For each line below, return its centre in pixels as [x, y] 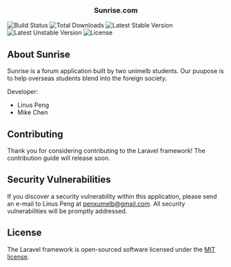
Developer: [23, 92]
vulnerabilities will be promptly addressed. [67, 211]
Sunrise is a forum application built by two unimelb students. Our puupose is [115, 71]
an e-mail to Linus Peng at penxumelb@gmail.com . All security [96, 204]
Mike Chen [32, 112]
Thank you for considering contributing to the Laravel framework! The [106, 150]
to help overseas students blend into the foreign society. [87, 79]
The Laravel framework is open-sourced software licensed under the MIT [111, 249]
